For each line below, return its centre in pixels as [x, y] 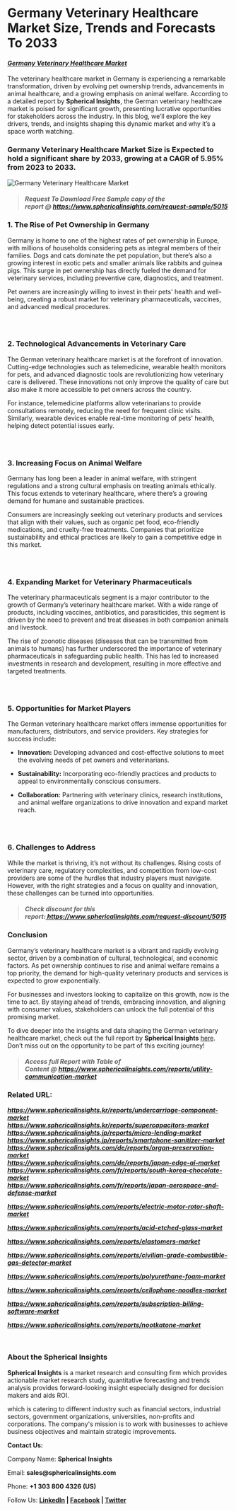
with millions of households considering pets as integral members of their [114, 248]
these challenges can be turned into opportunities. [81, 893]
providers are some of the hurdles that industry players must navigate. [110, 878]
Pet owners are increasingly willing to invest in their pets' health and [107, 291]
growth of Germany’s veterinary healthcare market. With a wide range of [113, 605]
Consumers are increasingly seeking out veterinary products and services [115, 515]
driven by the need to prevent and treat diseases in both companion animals [118, 620]
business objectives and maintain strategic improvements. [92, 1431]
